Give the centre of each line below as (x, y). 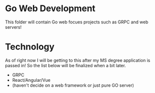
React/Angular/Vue (31, 80)
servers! (13, 27)
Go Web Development (50, 9)
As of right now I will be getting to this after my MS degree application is (78, 60)
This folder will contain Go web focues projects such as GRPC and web (77, 22)
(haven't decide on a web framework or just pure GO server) (73, 85)
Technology (30, 47)
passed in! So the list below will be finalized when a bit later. (66, 65)
